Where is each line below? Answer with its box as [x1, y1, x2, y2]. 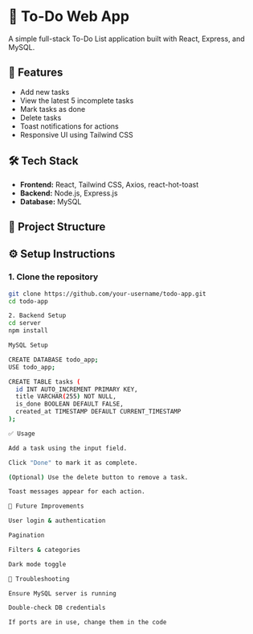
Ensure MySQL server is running [8, 589, 116, 598]
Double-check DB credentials [8, 603, 106, 612]
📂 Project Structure [8, 220, 106, 233]
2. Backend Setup [8, 311, 67, 320]
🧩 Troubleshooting [8, 574, 70, 583]
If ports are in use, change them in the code [8, 619, 167, 627]
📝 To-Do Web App [8, 7, 130, 26]
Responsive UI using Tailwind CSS [19, 130, 134, 139]
